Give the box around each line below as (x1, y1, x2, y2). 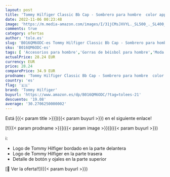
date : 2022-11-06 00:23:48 (5, 17, 62, 22)
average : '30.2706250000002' (5, 102, 67, 107)
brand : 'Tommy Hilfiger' (5, 87, 58, 93)
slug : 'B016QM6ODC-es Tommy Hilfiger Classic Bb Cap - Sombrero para (5, 40, 155, 46)
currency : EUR (5, 59, 35, 64)
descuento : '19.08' (5, 97, 47, 102)
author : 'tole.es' (5, 36, 44, 41)
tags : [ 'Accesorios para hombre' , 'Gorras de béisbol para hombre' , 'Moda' (5, 50, 166, 55)
